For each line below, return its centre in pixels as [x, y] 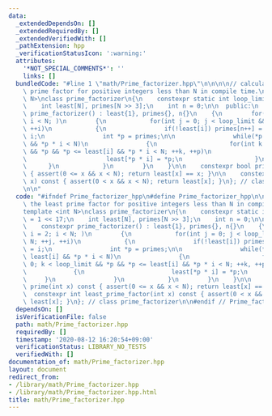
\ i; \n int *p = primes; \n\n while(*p [143, 136]
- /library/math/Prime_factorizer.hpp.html [83, 392]
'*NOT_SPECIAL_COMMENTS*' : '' [74, 69]
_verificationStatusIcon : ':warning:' [81, 53]
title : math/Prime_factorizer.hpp [67, 400]
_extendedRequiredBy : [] [57, 31]
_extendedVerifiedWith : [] [61, 38]
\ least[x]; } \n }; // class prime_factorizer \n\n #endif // [125, 302]
